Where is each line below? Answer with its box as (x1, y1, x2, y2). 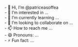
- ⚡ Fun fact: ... (4, 37, 34, 43)
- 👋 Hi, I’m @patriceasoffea (4, 5, 59, 10)
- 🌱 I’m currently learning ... (4, 15, 59, 20)
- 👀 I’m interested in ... (4, 10, 49, 15)
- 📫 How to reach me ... (4, 25, 53, 31)
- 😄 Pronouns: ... (4, 32, 39, 38)
